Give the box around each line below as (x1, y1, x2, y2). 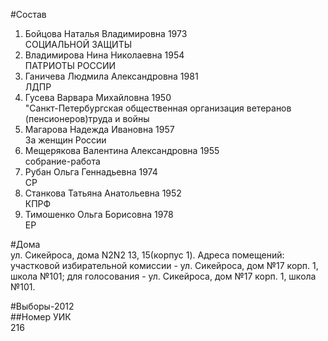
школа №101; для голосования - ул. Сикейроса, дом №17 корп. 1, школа (10, 270, 317, 282)
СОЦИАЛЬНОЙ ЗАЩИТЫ (24, 39, 133, 50)
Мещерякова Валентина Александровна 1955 (24, 145, 220, 156)
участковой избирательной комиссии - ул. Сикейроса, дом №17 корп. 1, (10, 260, 319, 271)
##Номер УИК (10, 311, 72, 323)
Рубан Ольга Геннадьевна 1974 (24, 166, 158, 178)
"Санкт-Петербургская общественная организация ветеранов (24, 102, 292, 114)
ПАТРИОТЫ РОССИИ (24, 60, 117, 71)
